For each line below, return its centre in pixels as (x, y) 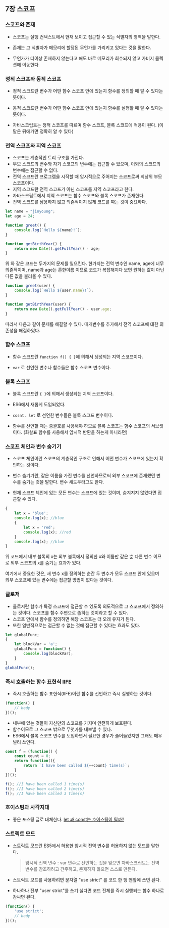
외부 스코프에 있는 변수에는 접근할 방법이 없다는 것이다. (59, 580)
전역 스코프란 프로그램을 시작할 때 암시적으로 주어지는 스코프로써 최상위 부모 (87, 176)
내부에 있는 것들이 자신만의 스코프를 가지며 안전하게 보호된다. (72, 723)
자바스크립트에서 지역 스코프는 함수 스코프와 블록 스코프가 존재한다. (78, 196)
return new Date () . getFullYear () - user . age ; (63, 309)
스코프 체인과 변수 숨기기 (33, 447)
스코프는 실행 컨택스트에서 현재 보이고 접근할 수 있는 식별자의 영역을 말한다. (87, 36)
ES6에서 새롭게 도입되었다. (39, 405)
